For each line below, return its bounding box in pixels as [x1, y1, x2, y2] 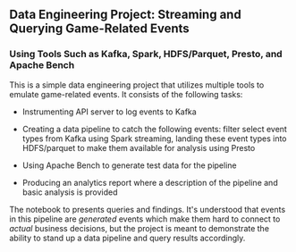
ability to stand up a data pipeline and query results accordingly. [9, 232, 246, 243]
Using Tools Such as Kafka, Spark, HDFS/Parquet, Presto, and [9, 48, 283, 61]
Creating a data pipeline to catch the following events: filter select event [21, 123, 288, 134]
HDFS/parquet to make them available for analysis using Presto [21, 142, 256, 153]
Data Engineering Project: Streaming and [9, 7, 241, 22]
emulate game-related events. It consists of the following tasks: [9, 88, 243, 99]
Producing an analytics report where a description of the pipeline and [21, 177, 279, 188]
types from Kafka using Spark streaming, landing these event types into [21, 133, 288, 144]
